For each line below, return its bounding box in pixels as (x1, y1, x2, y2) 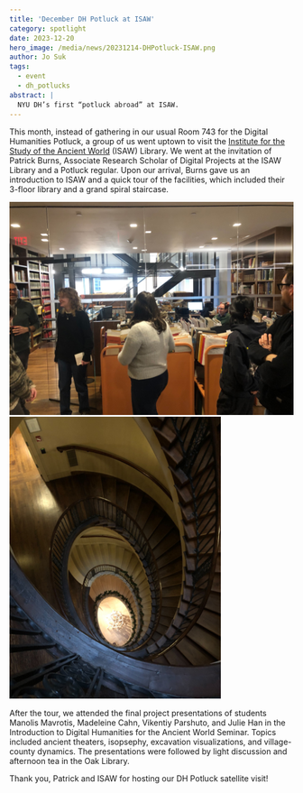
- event (17, 72, 47, 81)
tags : (9, 62, 30, 71)
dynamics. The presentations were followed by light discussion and (37, 745, 288, 757)
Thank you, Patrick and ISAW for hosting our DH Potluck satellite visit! (9, 772, 269, 784)
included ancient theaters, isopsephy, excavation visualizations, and (9, 736, 262, 747)
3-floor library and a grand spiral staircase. (9, 183, 170, 194)
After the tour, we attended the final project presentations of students (9, 707, 268, 718)
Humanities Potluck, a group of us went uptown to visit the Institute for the (9, 135, 286, 146)
